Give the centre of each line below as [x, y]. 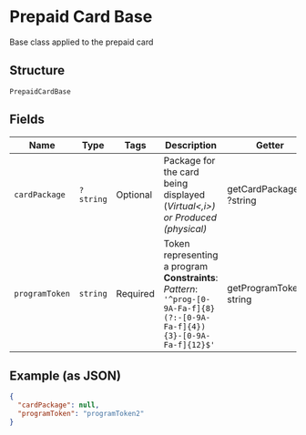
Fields [27, 120]
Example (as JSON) [65, 375]
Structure [37, 71]
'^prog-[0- [187, 299]
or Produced [190, 217]
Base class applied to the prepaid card [82, 42]
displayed [184, 195]
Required [135, 293]
